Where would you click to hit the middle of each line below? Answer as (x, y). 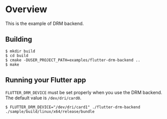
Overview (26, 9)
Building (19, 39)
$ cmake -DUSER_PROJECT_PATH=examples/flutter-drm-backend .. (73, 60)
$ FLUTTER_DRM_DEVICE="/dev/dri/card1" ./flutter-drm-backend (73, 107)
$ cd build (17, 55)
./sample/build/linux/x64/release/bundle (50, 111)
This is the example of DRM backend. (45, 23)
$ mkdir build (20, 51)
